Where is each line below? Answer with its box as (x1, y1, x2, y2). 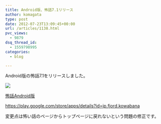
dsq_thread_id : (5, 40, 37, 45)
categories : (5, 49, 30, 54)
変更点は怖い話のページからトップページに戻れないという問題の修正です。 (5, 113, 159, 119)
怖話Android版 (5, 93, 35, 99)
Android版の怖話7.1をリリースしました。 (5, 73, 88, 79)
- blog (10, 54, 24, 59)
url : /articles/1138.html (5, 26, 59, 31)
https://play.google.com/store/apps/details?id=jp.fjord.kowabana (5, 103, 140, 109)
